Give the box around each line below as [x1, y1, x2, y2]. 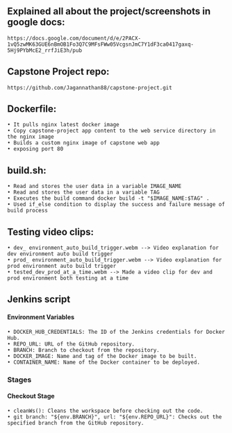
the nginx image [7, 133, 54, 141]
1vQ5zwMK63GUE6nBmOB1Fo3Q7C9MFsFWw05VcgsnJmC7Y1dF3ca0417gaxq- [7, 41, 194, 48]
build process [7, 207, 49, 214]
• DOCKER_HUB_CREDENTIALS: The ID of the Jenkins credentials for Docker [7, 328, 226, 335]
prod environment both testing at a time [7, 275, 129, 282]
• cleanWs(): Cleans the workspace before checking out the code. [7, 407, 204, 414]
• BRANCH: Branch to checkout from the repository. [7, 346, 160, 353]
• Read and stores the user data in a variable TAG [7, 189, 160, 196]
